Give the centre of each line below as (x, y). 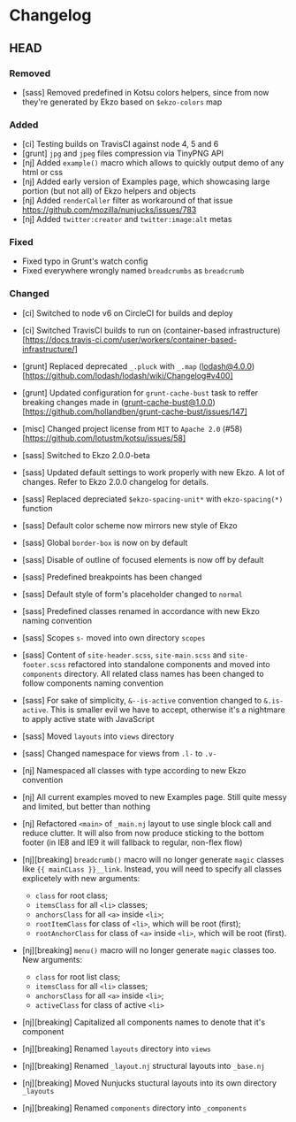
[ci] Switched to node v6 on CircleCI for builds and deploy (127, 313)
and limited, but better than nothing (86, 806)
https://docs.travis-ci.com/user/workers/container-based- (131, 339)
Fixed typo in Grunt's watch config (85, 261)
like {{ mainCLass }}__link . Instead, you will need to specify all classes (152, 869)
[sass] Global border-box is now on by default (105, 542)
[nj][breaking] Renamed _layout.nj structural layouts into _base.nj (143, 1065)
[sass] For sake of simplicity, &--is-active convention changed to (142, 700)
